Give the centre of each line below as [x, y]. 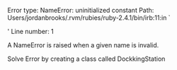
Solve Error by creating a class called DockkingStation [86, 59]
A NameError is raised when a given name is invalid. [83, 45]
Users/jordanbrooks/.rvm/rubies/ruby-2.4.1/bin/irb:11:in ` [89, 18]
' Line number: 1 [31, 31]
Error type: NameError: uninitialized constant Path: [81, 10]
